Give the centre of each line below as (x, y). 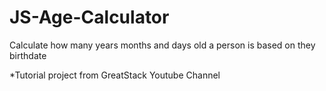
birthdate (28, 55)
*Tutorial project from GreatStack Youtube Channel (115, 75)
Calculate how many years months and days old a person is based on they (162, 45)
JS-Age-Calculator (89, 17)
